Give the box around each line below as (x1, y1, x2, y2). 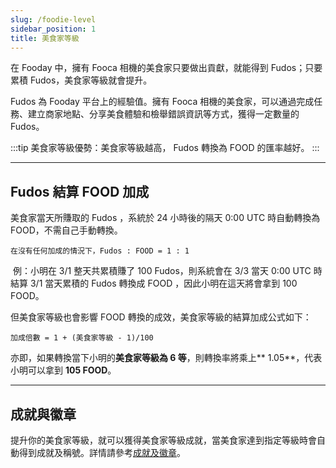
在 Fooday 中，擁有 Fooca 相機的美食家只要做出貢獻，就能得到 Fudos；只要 (10, 62, 323, 74)
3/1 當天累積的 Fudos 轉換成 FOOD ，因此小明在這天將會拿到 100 (29, 277, 298, 290)
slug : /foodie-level (10, 14, 97, 25)
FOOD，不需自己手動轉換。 (10, 224, 123, 236)
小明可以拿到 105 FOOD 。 (10, 364, 117, 376)
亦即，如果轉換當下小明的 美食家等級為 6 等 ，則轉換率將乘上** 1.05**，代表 (10, 352, 323, 364)
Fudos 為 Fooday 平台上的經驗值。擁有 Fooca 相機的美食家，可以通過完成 (10, 96, 315, 108)
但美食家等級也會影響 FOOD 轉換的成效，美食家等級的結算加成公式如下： (10, 311, 312, 323)
